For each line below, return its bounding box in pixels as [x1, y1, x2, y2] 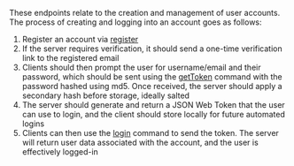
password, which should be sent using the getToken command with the [21, 72, 282, 82]
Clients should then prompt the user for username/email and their [21, 62, 261, 72]
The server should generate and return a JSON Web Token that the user [21, 100, 285, 109]
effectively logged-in [21, 147, 99, 157]
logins [21, 118, 45, 129]
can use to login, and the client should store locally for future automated [21, 109, 286, 119]
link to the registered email [21, 53, 120, 63]
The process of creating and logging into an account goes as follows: [9, 17, 263, 27]
